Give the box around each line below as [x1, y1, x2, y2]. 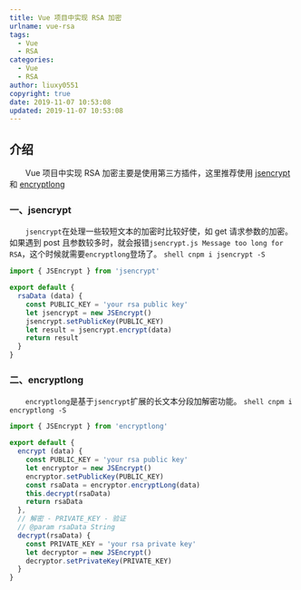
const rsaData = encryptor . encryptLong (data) [25, 480, 201, 489]
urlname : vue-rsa [9, 22, 75, 31]
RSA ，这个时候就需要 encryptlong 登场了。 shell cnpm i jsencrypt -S [9, 248, 266, 259]
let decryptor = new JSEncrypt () [25, 547, 152, 557]
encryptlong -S [9, 406, 67, 415]
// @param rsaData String [17, 523, 116, 532]
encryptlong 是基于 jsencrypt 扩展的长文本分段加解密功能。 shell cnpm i [25, 396, 293, 407]
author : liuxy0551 [9, 81, 79, 90]
